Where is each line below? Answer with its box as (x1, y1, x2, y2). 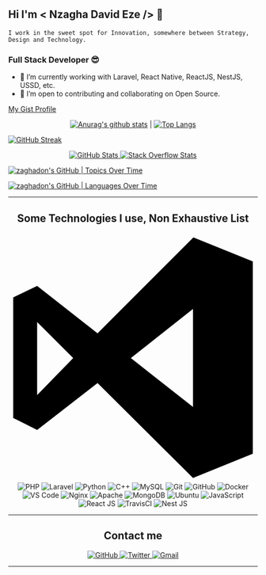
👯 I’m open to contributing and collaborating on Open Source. (19, 89, 220, 99)
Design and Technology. (8, 36, 87, 44)
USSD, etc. (19, 81, 55, 90)
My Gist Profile (8, 105, 57, 114)
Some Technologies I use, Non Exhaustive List (17, 211, 249, 225)
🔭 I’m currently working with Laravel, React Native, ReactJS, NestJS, (19, 72, 243, 82)
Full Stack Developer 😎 (8, 54, 100, 65)
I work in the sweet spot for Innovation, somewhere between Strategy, (8, 29, 249, 36)
